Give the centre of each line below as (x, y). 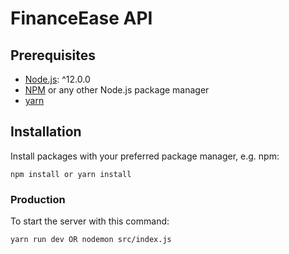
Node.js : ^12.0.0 (57, 79)
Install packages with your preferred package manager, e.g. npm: (145, 156)
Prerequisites (53, 55)
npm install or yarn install (71, 174)
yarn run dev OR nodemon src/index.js (91, 240)
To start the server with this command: (90, 221)
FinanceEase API (81, 18)
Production (38, 199)
